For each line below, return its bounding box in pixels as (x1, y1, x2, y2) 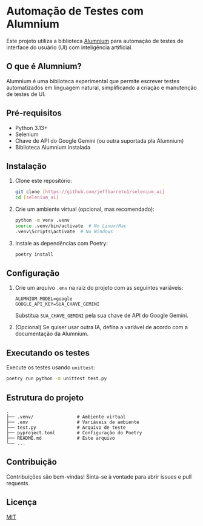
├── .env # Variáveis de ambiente (6, 419, 139, 425)
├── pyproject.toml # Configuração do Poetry (6, 429, 142, 435)
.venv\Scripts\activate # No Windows (15, 228, 113, 234)
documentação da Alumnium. (15, 330, 89, 338)
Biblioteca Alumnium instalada (15, 143, 91, 151)
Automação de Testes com (6, 4, 144, 18)
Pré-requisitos (6, 108, 62, 118)
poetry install (15, 251, 54, 258)
